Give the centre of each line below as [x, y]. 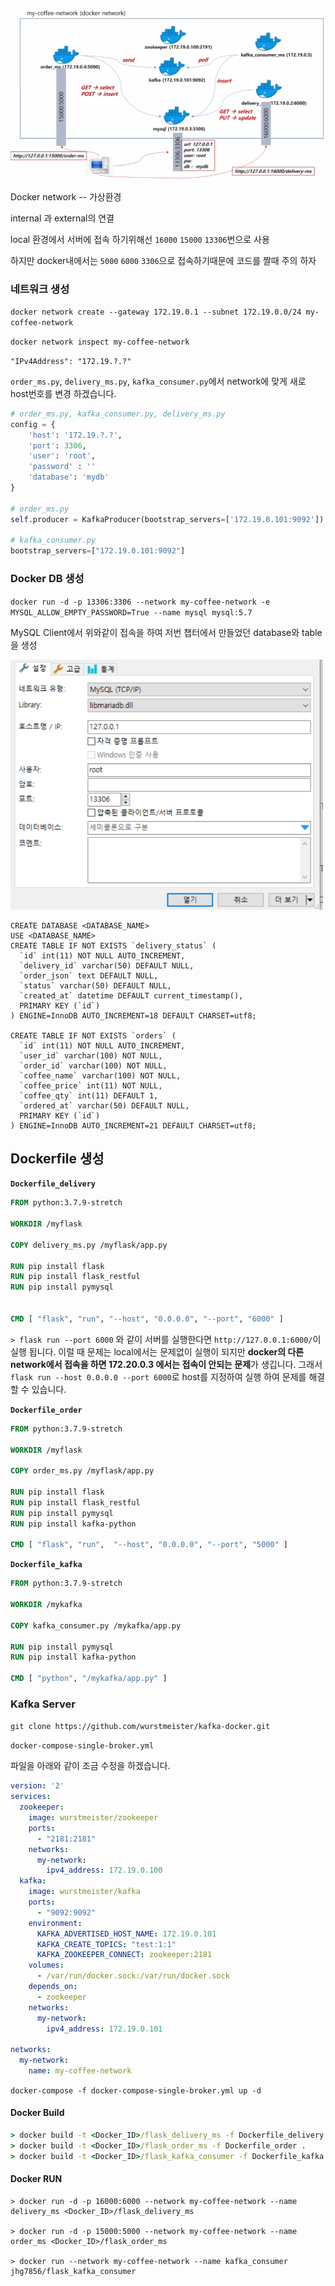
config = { [33, 424]
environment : [55, 1923]
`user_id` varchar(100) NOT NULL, [91, 1055]
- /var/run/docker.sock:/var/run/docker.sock [133, 1976]
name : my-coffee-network [80, 2071]
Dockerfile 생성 [57, 1158]
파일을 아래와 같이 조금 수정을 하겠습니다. [90, 1766]
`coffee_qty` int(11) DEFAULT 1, [89, 1095]
